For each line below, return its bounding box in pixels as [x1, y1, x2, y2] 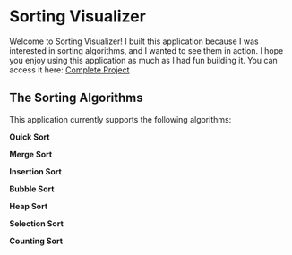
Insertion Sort [9, 166, 63, 176]
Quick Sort [9, 132, 50, 142]
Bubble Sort [9, 183, 55, 194]
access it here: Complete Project [9, 64, 130, 75]
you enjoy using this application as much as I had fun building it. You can [9, 55, 278, 65]
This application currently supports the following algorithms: [9, 114, 232, 124]
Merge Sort [9, 149, 53, 159]
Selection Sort [9, 217, 64, 229]
